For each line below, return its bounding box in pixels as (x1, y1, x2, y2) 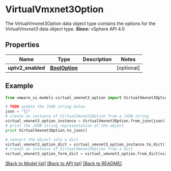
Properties (5, 41, 40, 49)
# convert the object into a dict (5, 137, 79, 142)
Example (5, 81, 34, 90)
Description (82, 55, 112, 63)
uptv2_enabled (8, 64, 45, 71)
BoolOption (50, 64, 78, 71)
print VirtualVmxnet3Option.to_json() (5, 128, 88, 133)
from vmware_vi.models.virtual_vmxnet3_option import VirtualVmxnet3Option (5, 95, 169, 100)
